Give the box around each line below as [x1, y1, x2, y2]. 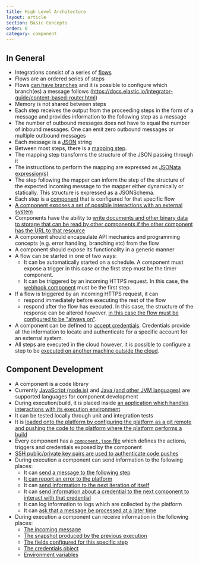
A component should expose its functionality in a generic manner [14, 245, 175, 253]
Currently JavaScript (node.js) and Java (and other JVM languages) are [14, 387, 190, 394]
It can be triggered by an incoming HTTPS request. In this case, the [23, 278, 189, 285]
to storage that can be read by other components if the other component [14, 220, 193, 228]
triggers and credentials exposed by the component [14, 443, 142, 450]
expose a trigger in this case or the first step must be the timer [23, 264, 177, 272]
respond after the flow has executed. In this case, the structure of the [23, 303, 194, 310]
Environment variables [23, 551, 79, 558]
